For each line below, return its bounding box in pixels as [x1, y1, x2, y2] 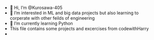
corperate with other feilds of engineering [9, 15, 95, 21]
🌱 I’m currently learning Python [9, 20, 73, 26]
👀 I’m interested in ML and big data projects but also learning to [9, 10, 139, 16]
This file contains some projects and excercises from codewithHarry [9, 26, 149, 32]
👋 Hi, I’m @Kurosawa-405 [9, 5, 63, 10]
